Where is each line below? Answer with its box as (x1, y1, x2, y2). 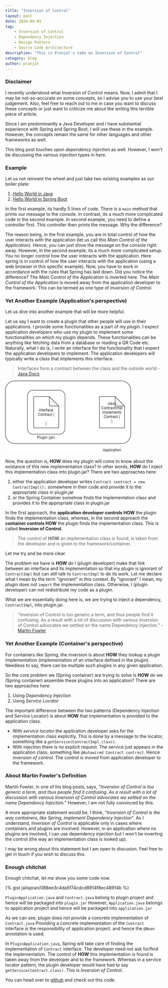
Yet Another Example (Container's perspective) (5, 640, 123, 647)
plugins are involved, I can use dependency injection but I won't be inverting (5, 830, 163, 836)
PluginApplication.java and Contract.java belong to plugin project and (5, 895, 154, 901)
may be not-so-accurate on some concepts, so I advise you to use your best (5, 95, 163, 101)
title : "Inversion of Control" (5, 8, 71, 13)
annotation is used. (5, 931, 45, 937)
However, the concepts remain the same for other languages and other (5, 131, 152, 137)
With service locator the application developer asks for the (12, 728, 134, 734)
